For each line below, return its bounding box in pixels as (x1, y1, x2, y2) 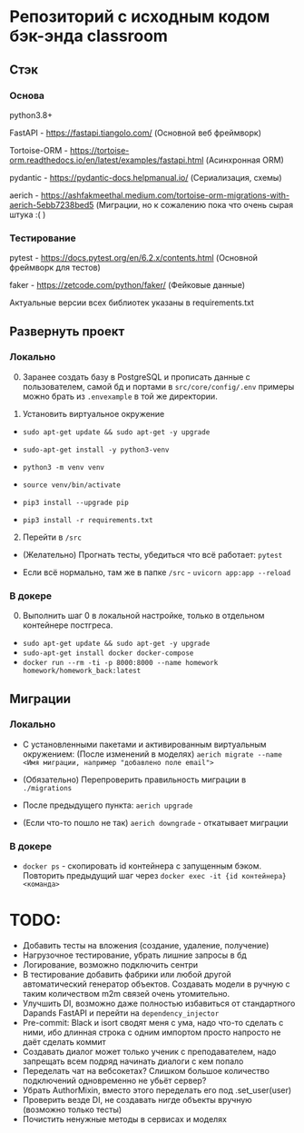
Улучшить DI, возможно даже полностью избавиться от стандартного (22, 998, 296, 1009)
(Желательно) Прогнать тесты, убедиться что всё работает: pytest (22, 549, 283, 560)
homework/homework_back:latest (22, 666, 142, 676)
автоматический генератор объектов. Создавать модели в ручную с (22, 979, 290, 989)
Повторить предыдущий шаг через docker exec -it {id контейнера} (22, 870, 287, 881)
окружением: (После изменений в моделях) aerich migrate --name (22, 748, 283, 760)
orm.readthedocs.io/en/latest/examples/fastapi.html (9, 154, 204, 165)
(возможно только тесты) (22, 1104, 123, 1115)
